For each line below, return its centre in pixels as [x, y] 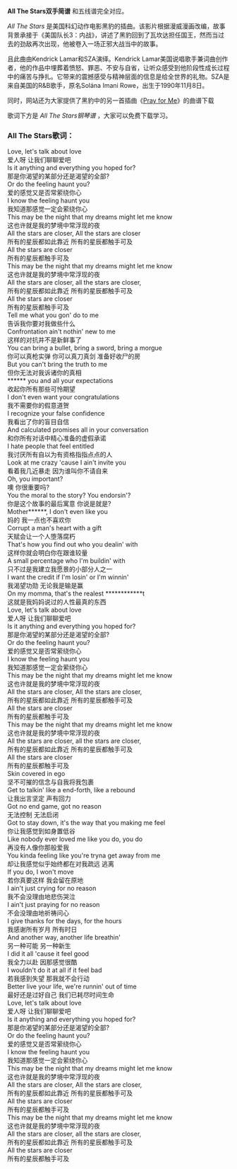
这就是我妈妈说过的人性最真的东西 [57, 602]
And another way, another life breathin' [64, 937]
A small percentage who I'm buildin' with [66, 561]
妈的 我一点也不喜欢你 [39, 520]
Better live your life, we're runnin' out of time [72, 986]
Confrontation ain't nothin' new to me [62, 331]
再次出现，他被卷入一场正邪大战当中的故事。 [97, 44]
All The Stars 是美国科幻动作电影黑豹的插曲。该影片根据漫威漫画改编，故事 [116, 26]
